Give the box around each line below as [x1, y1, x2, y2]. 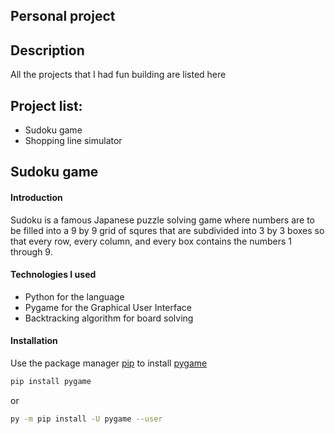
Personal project [10, 8, 116, 25]
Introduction [10, 192, 63, 203]
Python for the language [24, 290, 125, 303]
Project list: [10, 97, 83, 114]
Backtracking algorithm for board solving [24, 312, 194, 324]
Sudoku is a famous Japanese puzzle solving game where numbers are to [10, 214, 316, 226]
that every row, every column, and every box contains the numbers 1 [10, 235, 293, 247]
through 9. [10, 245, 53, 258]
